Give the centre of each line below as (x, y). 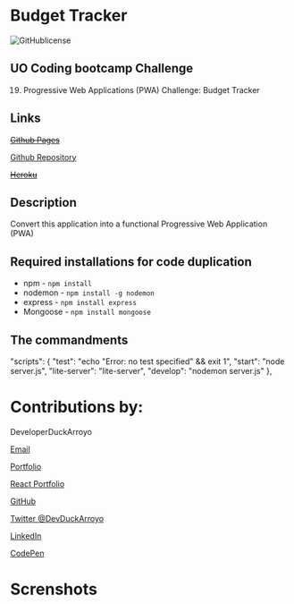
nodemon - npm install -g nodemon (88, 293)
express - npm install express (80, 302)
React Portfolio (38, 483)
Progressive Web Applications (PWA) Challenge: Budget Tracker (141, 89)
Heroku (24, 174)
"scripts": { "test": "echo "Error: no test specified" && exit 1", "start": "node (147, 362)
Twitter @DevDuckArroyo (57, 518)
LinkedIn (26, 536)
